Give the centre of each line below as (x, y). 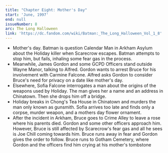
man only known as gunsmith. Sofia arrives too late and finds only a (83, 107)
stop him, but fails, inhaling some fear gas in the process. (72, 59)
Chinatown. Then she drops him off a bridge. (59, 96)
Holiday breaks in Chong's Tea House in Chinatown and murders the (84, 102)
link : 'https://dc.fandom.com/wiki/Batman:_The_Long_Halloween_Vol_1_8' (84, 33)
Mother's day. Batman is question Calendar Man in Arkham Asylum (82, 48)
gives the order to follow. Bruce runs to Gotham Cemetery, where (81, 139)
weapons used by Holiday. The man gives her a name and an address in (88, 91)
